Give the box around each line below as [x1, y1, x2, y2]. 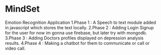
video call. [5, 45, 26, 51]
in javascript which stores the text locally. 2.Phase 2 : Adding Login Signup [5, 24, 154, 30]
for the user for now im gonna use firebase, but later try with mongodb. [5, 30, 147, 36]
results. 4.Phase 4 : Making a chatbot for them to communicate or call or [5, 40, 150, 46]
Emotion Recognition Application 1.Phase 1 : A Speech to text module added [5, 19, 156, 25]
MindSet [5, 3, 40, 15]
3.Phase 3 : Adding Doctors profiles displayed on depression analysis [5, 35, 144, 41]
